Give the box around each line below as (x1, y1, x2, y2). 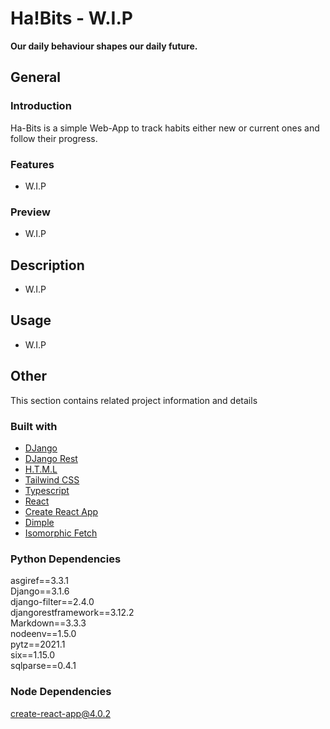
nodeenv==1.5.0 (10, 628, 77, 640)
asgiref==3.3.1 (10, 575, 69, 587)
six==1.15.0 (10, 649, 56, 661)
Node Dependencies (10, 685, 112, 699)
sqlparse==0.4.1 (10, 660, 77, 672)
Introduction (10, 99, 72, 113)
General (10, 69, 62, 86)
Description (10, 257, 85, 274)
